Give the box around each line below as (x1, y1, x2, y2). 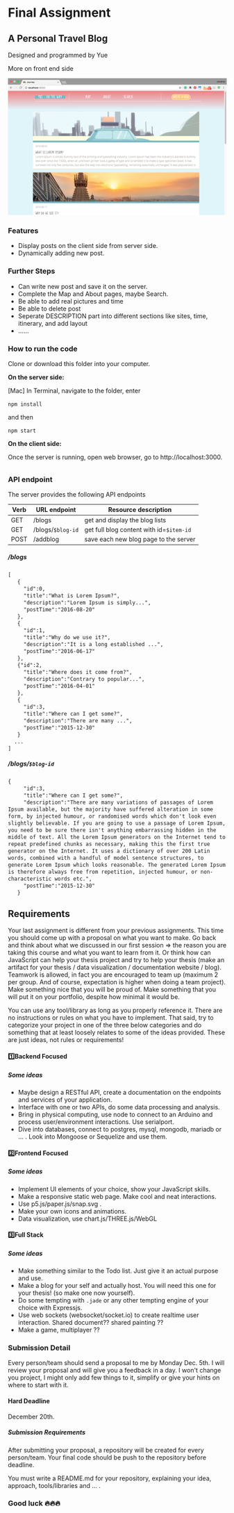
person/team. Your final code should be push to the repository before (8, 1453, 207, 1462)
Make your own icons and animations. (17, 1207, 127, 1215)
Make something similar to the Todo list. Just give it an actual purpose (17, 1266, 219, 1275)
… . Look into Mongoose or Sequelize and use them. (17, 1132, 167, 1141)
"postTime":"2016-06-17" (23, 647, 96, 654)
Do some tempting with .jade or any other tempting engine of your (17, 1296, 209, 1305)
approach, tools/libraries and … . (8, 1481, 101, 1489)
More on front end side (8, 65, 74, 72)
